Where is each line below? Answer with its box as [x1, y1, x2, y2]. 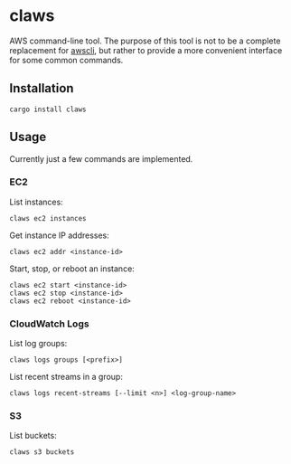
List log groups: [9, 338, 68, 349]
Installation [9, 80, 74, 96]
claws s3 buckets [9, 448, 75, 457]
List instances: [9, 196, 63, 207]
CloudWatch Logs [9, 317, 89, 330]
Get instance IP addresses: [9, 230, 110, 241]
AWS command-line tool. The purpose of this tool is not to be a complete [9, 35, 281, 46]
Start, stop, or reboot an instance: [9, 263, 136, 274]
